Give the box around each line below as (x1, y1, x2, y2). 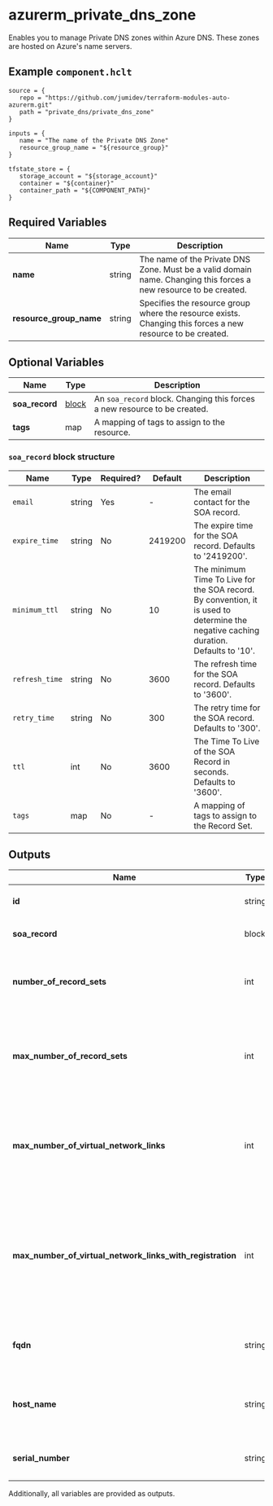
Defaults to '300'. (193, 722, 261, 734)
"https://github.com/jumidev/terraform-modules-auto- (44, 94, 231, 102)
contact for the (193, 496, 250, 507)
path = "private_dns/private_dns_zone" (19, 108, 154, 116)
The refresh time (193, 658, 258, 670)
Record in (193, 756, 231, 767)
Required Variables (8, 216, 107, 230)
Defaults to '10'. (193, 645, 256, 656)
